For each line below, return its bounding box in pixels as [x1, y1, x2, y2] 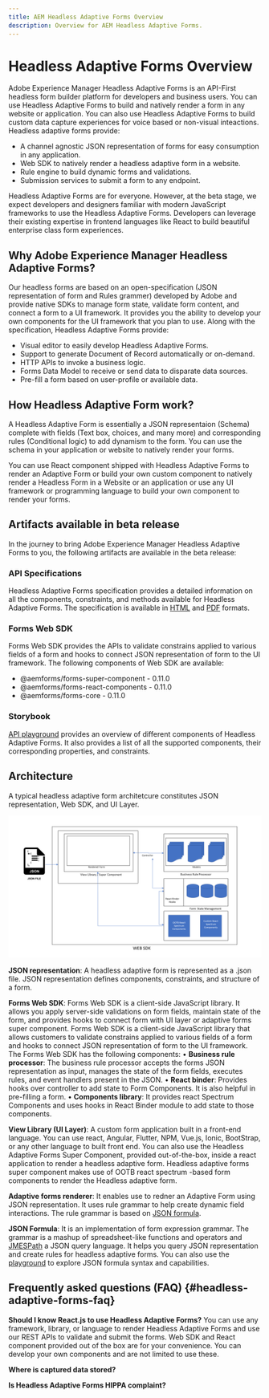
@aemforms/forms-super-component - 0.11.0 [19, 674, 170, 684]
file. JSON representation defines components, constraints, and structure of [8, 974, 260, 984]
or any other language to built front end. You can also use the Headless [8, 1142, 244, 1152]
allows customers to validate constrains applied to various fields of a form [8, 1032, 253, 1042]
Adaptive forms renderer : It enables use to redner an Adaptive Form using [8, 1192, 255, 1201]
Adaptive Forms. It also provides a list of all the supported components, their [8, 738, 262, 747]
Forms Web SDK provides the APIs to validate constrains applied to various [8, 641, 257, 651]
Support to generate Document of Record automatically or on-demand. [19, 349, 255, 359]
